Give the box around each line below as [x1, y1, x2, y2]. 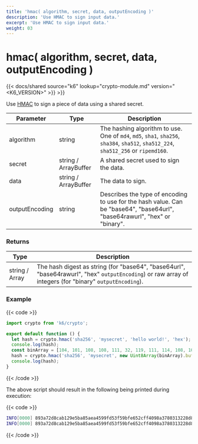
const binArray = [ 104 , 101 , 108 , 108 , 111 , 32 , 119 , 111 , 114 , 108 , [11, 347, 186, 354]
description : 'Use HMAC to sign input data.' [6, 14, 120, 20]
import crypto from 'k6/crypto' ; [6, 320, 88, 326]
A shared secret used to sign [100, 156, 180, 164]
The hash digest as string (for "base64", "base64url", [37, 262, 186, 271]
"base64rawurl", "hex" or [100, 212, 171, 221]
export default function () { [6, 330, 81, 337]
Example [6, 295, 32, 303]
